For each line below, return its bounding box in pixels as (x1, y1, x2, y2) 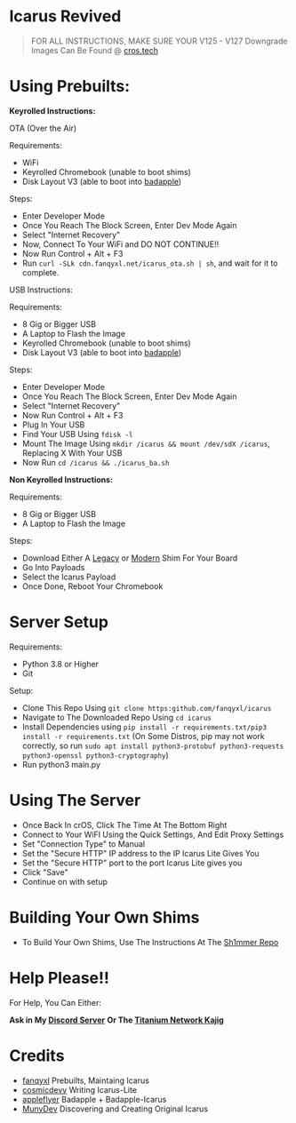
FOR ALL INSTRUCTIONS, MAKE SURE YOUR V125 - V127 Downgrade (30, 36, 288, 46)
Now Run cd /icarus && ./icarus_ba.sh (21, 457, 170, 467)
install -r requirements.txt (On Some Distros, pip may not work (21, 730, 265, 741)
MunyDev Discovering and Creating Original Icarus (21, 1103, 209, 1114)
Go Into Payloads (21, 561, 85, 572)
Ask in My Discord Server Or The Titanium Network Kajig (9, 1015, 224, 1025)
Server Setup (9, 612, 109, 633)
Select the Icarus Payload (21, 571, 116, 582)
